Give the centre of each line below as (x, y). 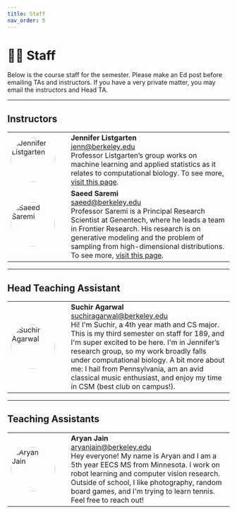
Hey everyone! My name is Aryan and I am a (144, 455)
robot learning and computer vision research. (146, 473)
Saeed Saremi (95, 194)
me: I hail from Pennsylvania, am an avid (137, 369)
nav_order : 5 (26, 21)
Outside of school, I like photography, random (146, 482)
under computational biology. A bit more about (148, 360)
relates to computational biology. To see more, (147, 173)
